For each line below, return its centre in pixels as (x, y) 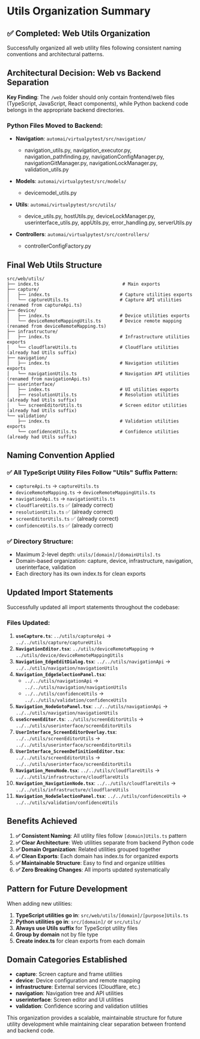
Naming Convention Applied (61, 455)
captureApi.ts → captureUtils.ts (57, 486)
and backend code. (31, 1031)
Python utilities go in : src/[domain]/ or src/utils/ (78, 921)
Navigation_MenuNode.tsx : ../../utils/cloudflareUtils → (88, 770)
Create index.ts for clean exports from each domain (80, 941)
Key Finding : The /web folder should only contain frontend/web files (91, 97)
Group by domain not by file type (57, 934)
